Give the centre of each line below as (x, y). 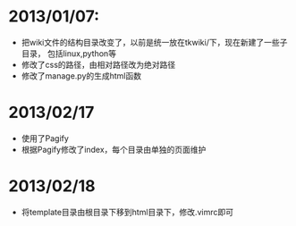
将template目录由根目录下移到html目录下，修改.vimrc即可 (127, 212)
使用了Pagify (45, 138)
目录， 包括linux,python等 (69, 53)
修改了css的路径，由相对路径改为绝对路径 (98, 64)
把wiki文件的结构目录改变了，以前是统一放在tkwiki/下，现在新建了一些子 (154, 42)
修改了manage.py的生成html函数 (81, 75)
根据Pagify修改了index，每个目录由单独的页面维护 (114, 149)
